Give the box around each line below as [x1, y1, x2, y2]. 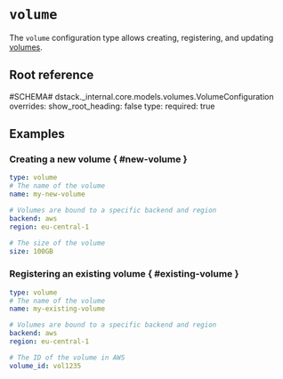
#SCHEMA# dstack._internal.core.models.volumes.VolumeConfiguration [9, 91, 274, 101]
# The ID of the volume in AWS [9, 353, 125, 362]
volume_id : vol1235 [9, 361, 82, 370]
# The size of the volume [9, 238, 105, 247]
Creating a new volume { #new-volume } [9, 153, 188, 165]
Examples [9, 126, 65, 141]
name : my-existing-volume [9, 304, 105, 313]
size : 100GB [9, 246, 53, 255]
